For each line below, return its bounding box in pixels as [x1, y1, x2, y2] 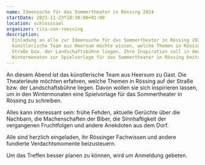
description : [6, 32, 40, 38]
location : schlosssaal [6, 20, 64, 26]
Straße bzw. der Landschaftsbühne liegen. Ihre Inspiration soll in [12, 49, 190, 55]
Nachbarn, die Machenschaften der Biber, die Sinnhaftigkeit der [6, 115, 167, 122]
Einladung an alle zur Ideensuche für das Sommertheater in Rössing [12, 37, 190, 43]
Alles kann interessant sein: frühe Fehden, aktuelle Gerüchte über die [6, 108, 181, 116]
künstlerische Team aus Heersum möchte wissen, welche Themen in [12, 43, 182, 49]
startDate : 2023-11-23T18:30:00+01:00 [6, 15, 105, 21]
